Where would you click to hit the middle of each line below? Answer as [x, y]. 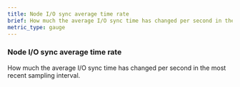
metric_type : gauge [36, 27]
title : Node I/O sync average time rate [69, 14]
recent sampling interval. [44, 75]
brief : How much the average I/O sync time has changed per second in [115, 21]
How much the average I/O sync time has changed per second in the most [117, 68]
